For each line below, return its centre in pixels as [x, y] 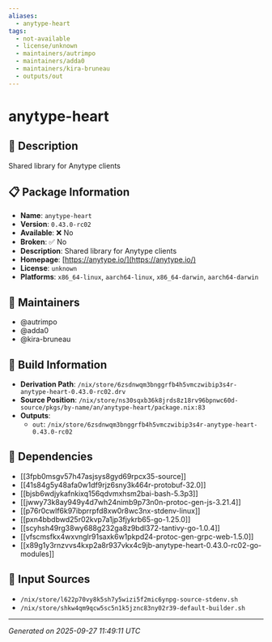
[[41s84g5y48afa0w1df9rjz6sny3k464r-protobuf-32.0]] [113, 485]
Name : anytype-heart [56, 216]
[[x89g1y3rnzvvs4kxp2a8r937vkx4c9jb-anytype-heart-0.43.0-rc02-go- [141, 545]
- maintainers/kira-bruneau [63, 69]
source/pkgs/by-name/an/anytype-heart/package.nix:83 [113, 408]
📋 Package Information [69, 193]
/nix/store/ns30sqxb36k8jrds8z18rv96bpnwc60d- [158, 401]
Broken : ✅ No [43, 242]
